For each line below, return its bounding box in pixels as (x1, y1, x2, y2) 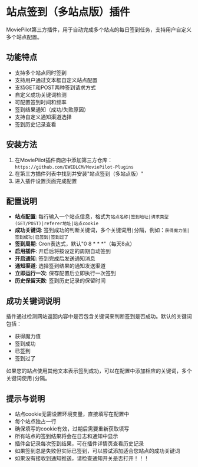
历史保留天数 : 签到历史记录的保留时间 (14, 277, 106, 284)
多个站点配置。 (6, 33, 42, 40)
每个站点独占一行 (14, 418, 57, 425)
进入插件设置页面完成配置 (14, 177, 77, 185)
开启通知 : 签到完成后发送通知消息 (14, 255, 95, 262)
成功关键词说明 (6, 296, 61, 306)
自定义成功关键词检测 (14, 91, 67, 98)
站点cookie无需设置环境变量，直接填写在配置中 (14, 410, 130, 417)
